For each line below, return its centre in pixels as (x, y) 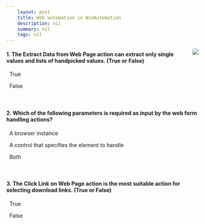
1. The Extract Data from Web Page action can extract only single (90, 54)
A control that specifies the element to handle (66, 145)
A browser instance (34, 133)
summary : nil (34, 29)
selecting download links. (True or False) (59, 190)
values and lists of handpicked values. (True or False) (75, 60)
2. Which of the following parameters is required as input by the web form (102, 113)
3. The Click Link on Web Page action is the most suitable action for (93, 184)
